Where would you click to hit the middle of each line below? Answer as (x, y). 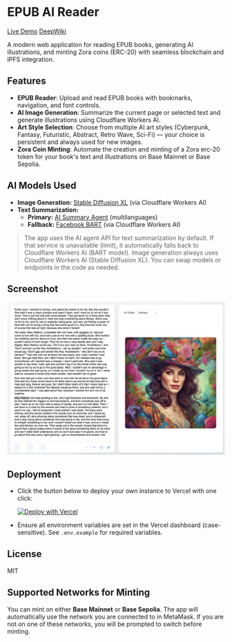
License (25, 554)
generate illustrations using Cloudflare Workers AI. (89, 120)
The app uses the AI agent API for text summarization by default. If (119, 238)
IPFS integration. (31, 59)
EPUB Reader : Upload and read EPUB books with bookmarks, (105, 98)
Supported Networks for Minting (79, 593)
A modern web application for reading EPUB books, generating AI (100, 44)
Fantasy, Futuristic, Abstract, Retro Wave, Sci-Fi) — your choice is (111, 134)
